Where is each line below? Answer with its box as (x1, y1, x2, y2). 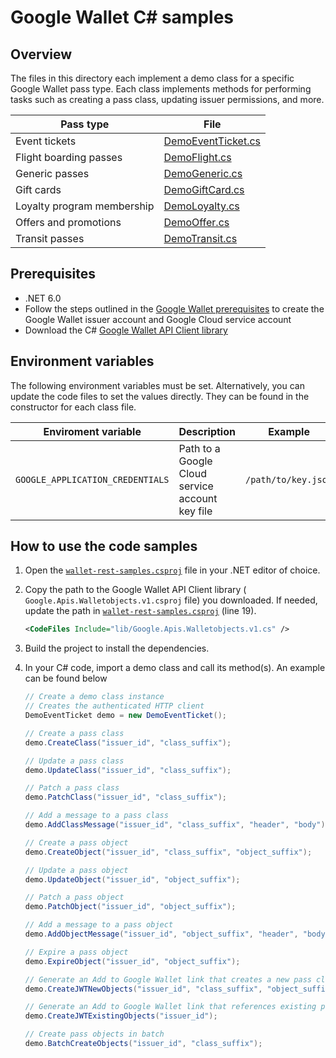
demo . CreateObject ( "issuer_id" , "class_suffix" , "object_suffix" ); (24, 847, 313, 857)
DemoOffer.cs (163, 216, 230, 229)
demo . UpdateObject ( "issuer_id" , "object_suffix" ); (24, 874, 241, 885)
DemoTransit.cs (163, 232, 238, 245)
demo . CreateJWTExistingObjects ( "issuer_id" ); (24, 1011, 218, 1021)
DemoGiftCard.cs (163, 183, 245, 196)
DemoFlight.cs (163, 151, 232, 164)
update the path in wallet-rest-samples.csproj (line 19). (24, 605, 257, 617)
